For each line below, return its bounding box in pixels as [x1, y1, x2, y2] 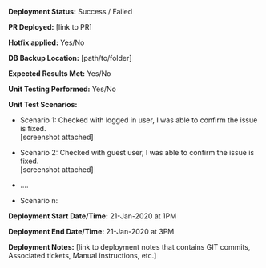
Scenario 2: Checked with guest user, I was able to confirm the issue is [19, 148, 255, 157]
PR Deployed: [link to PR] [8, 22, 92, 31]
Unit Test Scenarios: [8, 100, 78, 109]
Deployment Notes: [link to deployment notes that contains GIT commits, [8, 242, 251, 251]
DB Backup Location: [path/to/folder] [8, 54, 132, 62]
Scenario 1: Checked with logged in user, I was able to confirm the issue [19, 115, 258, 125]
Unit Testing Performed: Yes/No [8, 84, 116, 94]
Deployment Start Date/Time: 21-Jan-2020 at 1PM [8, 211, 177, 221]
